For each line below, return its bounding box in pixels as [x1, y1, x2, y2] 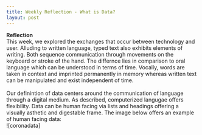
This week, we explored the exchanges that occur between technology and [6, 38, 195, 45]
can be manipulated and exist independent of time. [6, 77, 134, 84]
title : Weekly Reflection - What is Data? [6, 9, 116, 15]
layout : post [6, 15, 40, 21]
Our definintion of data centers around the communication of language [6, 89, 184, 97]
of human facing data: [6, 115, 62, 122]
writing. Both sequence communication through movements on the [6, 50, 174, 58]
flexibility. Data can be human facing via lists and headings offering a [6, 102, 179, 109]
